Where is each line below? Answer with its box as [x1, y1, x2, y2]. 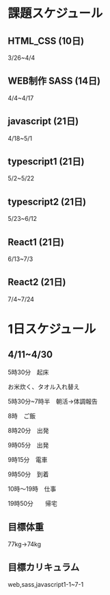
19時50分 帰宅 [8, 499, 57, 507]
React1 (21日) [8, 236, 64, 248]
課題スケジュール [8, 5, 103, 21]
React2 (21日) [8, 277, 66, 288]
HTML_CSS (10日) [8, 35, 85, 47]
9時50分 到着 [8, 470, 49, 478]
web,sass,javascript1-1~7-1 [8, 580, 84, 588]
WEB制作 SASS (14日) [8, 75, 101, 87]
